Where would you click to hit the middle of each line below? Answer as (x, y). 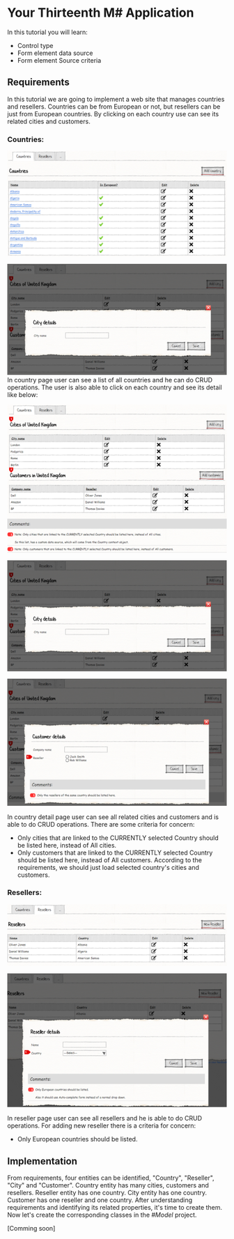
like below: (23, 395)
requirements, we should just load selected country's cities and (108, 867)
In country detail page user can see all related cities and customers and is (113, 817)
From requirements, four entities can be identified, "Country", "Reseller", (111, 1178)
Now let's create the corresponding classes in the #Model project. (102, 1215)
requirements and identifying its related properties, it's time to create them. (115, 1208)
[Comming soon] (31, 1229)
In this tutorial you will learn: (48, 32)
